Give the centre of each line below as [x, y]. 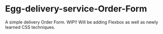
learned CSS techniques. [30, 27]
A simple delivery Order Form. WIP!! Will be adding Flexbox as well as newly [81, 22]
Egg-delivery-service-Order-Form [76, 9]
